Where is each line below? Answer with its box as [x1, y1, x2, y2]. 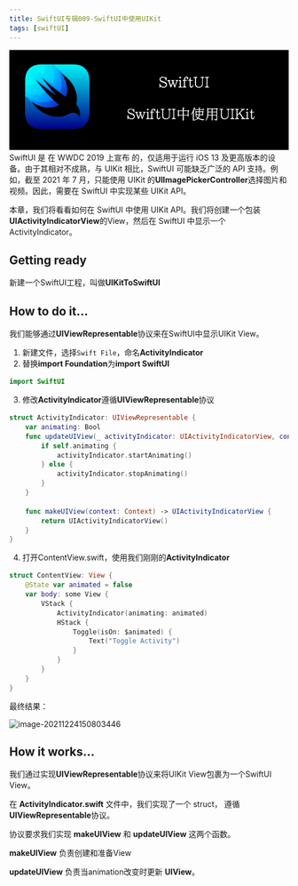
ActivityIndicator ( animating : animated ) [56, 609, 208, 618]
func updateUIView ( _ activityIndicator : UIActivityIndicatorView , [25, 432, 276, 441]
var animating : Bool [25, 422, 101, 431]
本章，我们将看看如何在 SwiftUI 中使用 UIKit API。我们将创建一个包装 [9, 204, 262, 215]
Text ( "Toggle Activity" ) [88, 636, 180, 646]
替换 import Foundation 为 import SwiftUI [21, 358, 170, 369]
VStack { [41, 599, 74, 608]
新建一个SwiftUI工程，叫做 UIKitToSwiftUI [9, 277, 161, 288]
